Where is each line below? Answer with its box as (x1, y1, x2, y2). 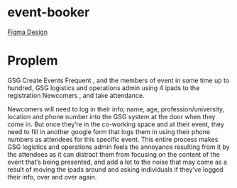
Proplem (7, 52, 58, 69)
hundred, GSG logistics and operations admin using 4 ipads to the (7, 83, 200, 92)
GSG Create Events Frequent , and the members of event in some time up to (7, 76, 230, 84)
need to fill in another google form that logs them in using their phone (7, 127, 211, 136)
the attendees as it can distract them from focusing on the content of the (7, 150, 220, 158)
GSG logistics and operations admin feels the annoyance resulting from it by (7, 143, 230, 151)
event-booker (7, 4, 90, 21)
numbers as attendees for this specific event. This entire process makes (7, 135, 219, 143)
